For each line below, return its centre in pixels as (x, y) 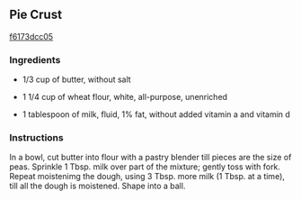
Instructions (37, 138)
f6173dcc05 (31, 36)
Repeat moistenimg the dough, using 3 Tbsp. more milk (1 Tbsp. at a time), (147, 177)
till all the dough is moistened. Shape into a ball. (97, 186)
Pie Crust (36, 15)
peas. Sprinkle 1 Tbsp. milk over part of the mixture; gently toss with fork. (145, 167)
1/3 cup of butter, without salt (77, 79)
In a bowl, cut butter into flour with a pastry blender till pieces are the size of (150, 158)
